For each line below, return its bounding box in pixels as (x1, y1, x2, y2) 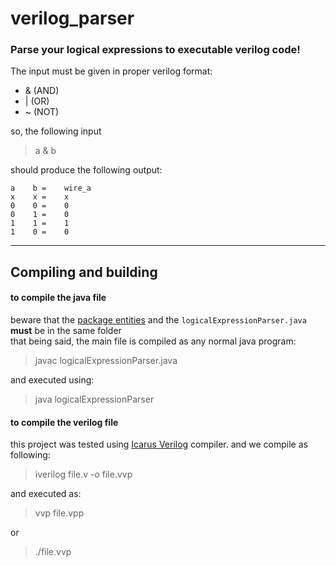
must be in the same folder (10, 325, 122, 337)
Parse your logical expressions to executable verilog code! (10, 43, 301, 57)
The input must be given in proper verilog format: (10, 65, 213, 77)
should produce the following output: (10, 164, 163, 176)
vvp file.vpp (34, 507, 85, 519)
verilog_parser (10, 7, 135, 30)
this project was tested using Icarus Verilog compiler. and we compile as (10, 438, 308, 451)
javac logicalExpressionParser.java (34, 355, 178, 367)
